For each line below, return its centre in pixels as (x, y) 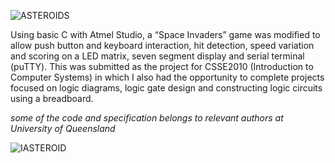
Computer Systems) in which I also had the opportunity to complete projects (167, 77)
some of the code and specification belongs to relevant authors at (147, 118)
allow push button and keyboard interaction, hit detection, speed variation (162, 45)
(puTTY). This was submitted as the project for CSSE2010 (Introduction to (162, 66)
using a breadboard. (52, 98)
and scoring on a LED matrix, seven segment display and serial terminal (157, 56)
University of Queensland (63, 128)
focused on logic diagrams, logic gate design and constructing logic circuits (166, 88)
